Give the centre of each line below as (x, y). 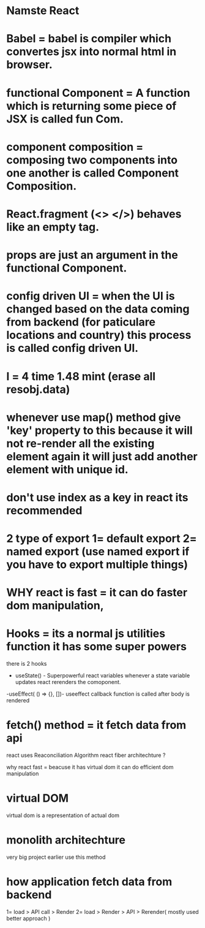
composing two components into (92, 160)
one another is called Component (93, 173)
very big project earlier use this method (56, 857)
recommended (44, 510)
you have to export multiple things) (97, 565)
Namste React (43, 11)
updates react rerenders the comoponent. (68, 682)
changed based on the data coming (98, 309)
